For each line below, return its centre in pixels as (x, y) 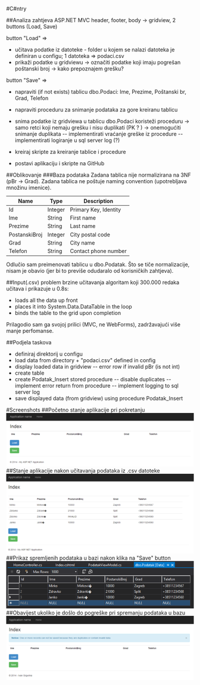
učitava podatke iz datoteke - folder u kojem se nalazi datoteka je (95, 50)
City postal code (90, 234)
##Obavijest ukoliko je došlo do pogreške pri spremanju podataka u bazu (96, 613)
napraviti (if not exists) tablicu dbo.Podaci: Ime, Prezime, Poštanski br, (100, 92)
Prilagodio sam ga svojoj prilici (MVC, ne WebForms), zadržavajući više (93, 324)
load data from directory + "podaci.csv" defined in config (85, 360)
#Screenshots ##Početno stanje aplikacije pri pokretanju (76, 410)
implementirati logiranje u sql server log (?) (67, 140)
